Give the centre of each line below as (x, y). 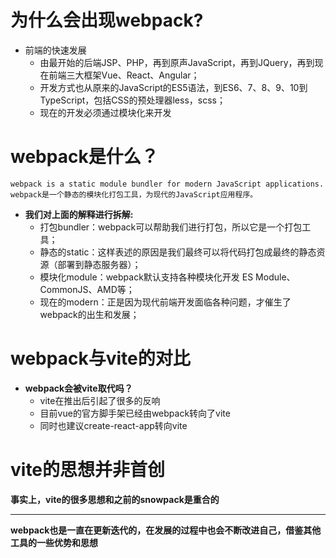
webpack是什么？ (84, 157)
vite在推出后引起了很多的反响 (100, 400)
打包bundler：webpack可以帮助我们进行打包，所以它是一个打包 (171, 227)
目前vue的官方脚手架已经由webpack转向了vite (135, 413)
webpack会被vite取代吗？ (78, 388)
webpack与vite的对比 (100, 358)
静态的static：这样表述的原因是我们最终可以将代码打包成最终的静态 (178, 252)
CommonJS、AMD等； (87, 289)
